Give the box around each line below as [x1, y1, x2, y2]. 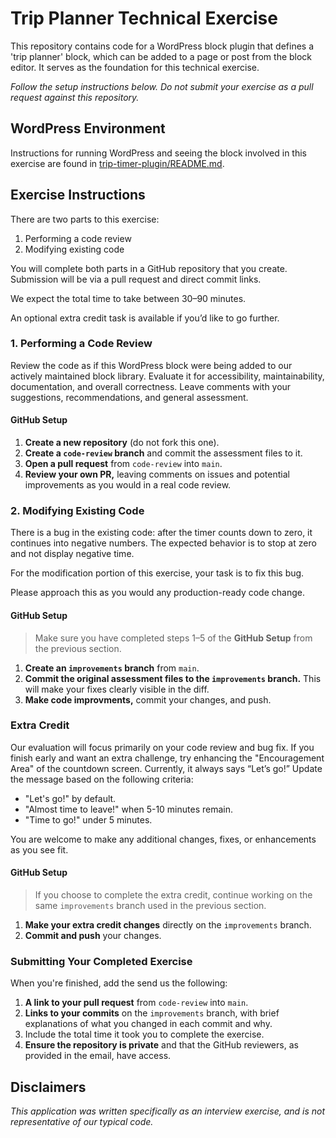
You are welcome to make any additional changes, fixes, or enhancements [10, 833, 317, 845]
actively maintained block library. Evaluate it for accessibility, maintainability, [10, 370, 325, 382]
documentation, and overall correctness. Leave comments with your [10, 380, 292, 392]
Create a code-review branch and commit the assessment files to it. [24, 447, 303, 459]
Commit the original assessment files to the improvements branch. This [24, 672, 322, 684]
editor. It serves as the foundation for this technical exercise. [10, 61, 260, 73]
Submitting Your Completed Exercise [10, 954, 193, 968]
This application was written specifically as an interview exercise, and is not [10, 1105, 326, 1117]
